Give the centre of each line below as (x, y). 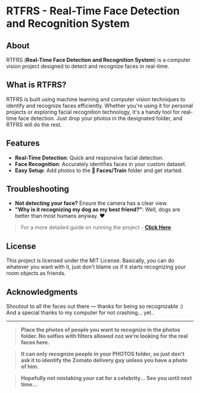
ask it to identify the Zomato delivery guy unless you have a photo (104, 360)
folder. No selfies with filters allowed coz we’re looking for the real (104, 336)
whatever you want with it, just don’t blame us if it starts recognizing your (96, 267)
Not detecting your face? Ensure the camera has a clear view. (91, 203)
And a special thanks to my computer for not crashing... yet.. (80, 313)
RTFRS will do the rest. (34, 124)
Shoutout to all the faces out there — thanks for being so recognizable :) (95, 306)
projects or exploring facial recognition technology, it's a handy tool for (93, 112)
